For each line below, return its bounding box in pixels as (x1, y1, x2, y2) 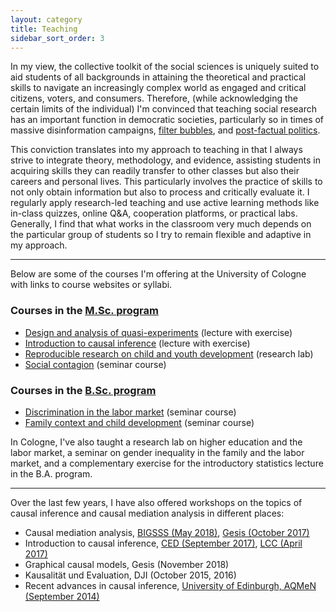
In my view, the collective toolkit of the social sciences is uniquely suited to (10, 61, 320, 73)
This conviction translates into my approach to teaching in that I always (10, 144, 303, 156)
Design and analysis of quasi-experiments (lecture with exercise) (24, 326, 293, 338)
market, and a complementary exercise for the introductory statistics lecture (10, 457, 324, 469)
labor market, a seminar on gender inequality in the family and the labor (10, 446, 305, 458)
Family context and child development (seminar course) (24, 416, 255, 428)
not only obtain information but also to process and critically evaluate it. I (10, 186, 310, 198)
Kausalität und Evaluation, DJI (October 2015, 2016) (24, 569, 237, 581)
